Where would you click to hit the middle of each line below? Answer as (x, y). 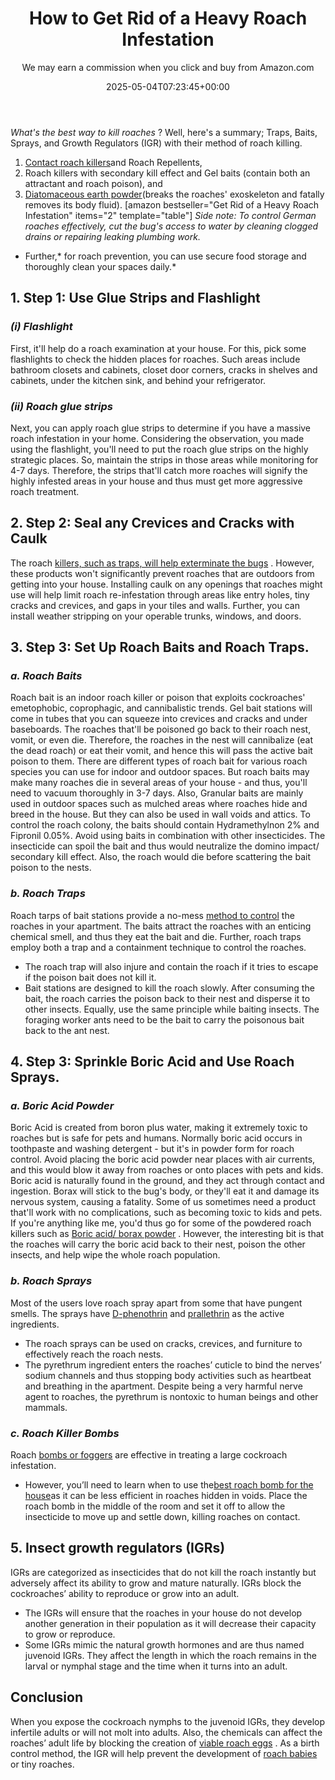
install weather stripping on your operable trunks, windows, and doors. (156, 616)
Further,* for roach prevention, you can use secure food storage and (165, 256)
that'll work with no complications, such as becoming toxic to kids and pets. (166, 1213)
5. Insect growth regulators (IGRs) (118, 1548)
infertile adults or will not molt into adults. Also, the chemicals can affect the (166, 1732)
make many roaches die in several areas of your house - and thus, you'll (159, 783)
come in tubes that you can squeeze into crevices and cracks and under (159, 719)
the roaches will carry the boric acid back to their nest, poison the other (158, 1244)
